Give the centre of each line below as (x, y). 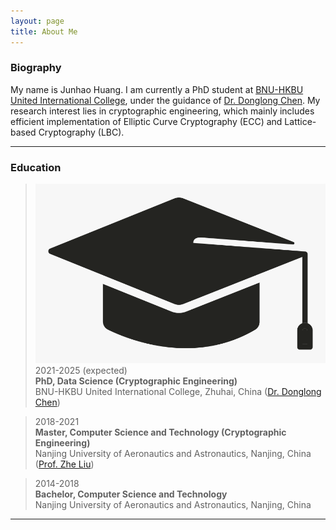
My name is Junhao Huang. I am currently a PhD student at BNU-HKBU (157, 89)
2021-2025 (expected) (81, 371)
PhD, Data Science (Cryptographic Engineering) (136, 381)
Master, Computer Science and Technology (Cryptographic (160, 432)
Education (36, 167)
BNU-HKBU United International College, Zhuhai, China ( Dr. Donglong (178, 392)
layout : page (37, 21)
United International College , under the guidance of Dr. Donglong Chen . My (165, 100)
